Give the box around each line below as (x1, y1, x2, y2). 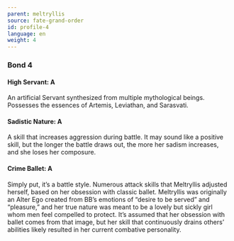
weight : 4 (7, 37, 37, 44)
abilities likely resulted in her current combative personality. (7, 225, 182, 234)
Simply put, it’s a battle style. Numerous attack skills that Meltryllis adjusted (7, 180, 228, 189)
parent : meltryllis (7, 10, 65, 18)
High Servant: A (7, 77, 55, 86)
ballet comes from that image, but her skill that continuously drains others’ (7, 218, 225, 226)
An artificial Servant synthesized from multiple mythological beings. (7, 94, 205, 102)
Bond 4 (7, 60, 33, 70)
